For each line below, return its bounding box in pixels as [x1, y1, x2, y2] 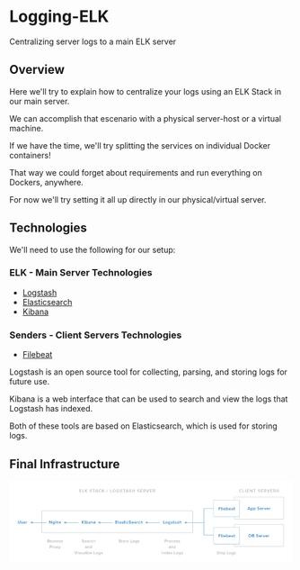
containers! [9, 149, 51, 160]
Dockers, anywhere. [9, 176, 84, 187]
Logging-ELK [9, 6, 110, 27]
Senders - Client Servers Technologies [9, 329, 182, 341]
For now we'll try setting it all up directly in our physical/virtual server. [9, 194, 267, 204]
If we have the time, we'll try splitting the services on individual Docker [9, 140, 271, 150]
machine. [9, 122, 44, 133]
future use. [9, 376, 50, 387]
